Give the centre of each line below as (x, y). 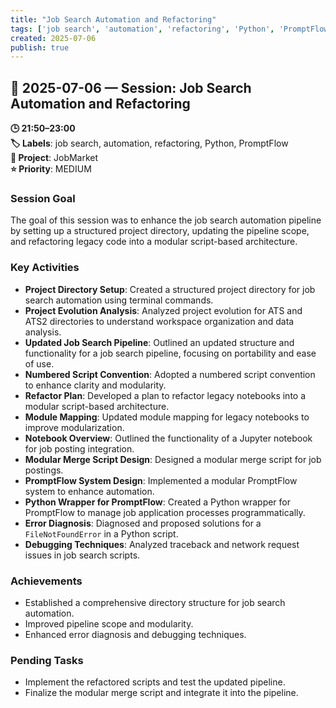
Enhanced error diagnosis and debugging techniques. (135, 634)
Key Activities (45, 268)
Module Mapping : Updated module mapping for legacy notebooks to (167, 417)
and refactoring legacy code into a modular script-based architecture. (154, 242)
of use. (39, 363)
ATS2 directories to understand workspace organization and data (159, 321)
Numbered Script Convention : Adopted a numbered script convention (170, 374)
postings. (44, 470)
